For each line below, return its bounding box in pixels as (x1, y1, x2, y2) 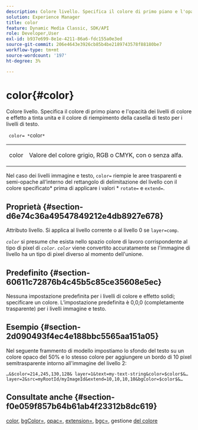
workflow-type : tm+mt (6, 47, 60, 53)
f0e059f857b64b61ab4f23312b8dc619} (6, 402, 157, 412)
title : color (6, 19, 38, 25)
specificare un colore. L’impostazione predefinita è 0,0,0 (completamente (6, 299, 184, 306)
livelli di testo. (6, 120, 39, 127)
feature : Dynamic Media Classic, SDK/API (6, 25, 110, 31)
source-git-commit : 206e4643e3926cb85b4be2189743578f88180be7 (6, 42, 162, 48)
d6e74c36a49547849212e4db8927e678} (6, 211, 164, 221)
